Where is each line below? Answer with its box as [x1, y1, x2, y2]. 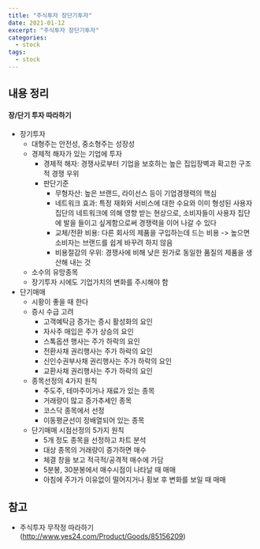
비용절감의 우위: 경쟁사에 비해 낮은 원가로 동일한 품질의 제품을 [54, 248, 244, 258]
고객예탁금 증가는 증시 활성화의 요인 [43, 317, 154, 326]
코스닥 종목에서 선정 [43, 406, 105, 416]
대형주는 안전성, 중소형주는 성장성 [31, 139, 136, 149]
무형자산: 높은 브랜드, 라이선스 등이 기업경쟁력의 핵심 [54, 189, 217, 198]
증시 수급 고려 [31, 307, 74, 317]
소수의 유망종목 [31, 268, 79, 277]
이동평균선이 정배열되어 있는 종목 [43, 416, 145, 425]
